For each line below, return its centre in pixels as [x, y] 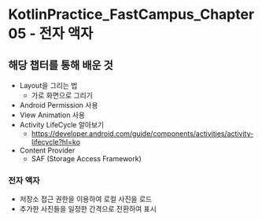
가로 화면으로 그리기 [62, 95]
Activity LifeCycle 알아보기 [62, 125]
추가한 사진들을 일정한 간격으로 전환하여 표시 [88, 209]
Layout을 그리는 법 [48, 85]
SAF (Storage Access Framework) [86, 158]
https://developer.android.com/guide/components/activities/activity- [142, 134]
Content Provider [47, 150]
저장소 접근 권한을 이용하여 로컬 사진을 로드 [86, 199]
